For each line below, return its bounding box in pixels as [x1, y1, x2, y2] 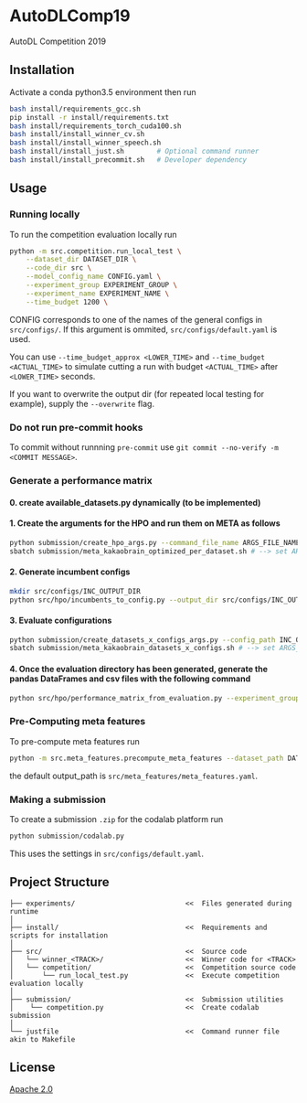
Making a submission [9, 793, 107, 806]
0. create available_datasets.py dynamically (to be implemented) [9, 497, 261, 508]
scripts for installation [9, 930, 108, 940]
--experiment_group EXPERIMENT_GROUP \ [26, 281, 178, 290]
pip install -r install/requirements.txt [9, 112, 170, 122]
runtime [9, 906, 39, 916]
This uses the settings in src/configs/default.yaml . [9, 848, 204, 859]
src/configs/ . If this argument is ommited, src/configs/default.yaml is [9, 324, 278, 335]
